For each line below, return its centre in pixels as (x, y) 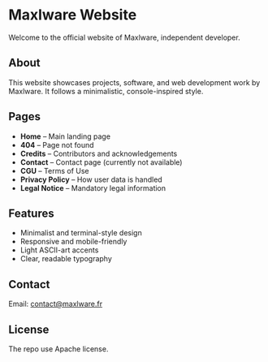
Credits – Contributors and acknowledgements (99, 153)
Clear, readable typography (66, 259)
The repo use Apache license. (58, 349)
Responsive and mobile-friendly (73, 242)
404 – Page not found (57, 144)
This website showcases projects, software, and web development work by (134, 82)
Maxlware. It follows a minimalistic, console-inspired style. (106, 91)
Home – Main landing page (65, 136)
